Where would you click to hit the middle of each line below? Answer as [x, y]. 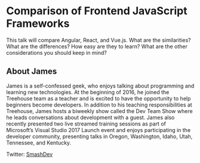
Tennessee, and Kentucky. [39, 142]
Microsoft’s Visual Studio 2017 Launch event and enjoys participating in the [99, 130]
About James [32, 72]
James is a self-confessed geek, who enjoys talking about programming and [100, 86]
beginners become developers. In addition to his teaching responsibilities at [99, 105]
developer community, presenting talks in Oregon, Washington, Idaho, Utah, [99, 136]
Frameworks [38, 23]
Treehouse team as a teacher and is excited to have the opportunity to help [99, 98]
